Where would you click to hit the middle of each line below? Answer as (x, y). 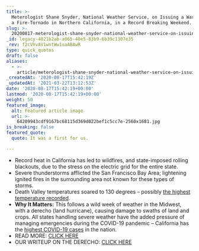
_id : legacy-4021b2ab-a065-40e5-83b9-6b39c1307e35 (70, 39)
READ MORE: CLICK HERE (46, 236)
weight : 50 (20, 99)
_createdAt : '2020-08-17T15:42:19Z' (51, 78)
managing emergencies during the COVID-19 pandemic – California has (102, 223)
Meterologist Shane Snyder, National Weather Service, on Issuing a (98, 17)
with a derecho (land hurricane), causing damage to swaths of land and (102, 210)
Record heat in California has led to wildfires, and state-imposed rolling (101, 160)
